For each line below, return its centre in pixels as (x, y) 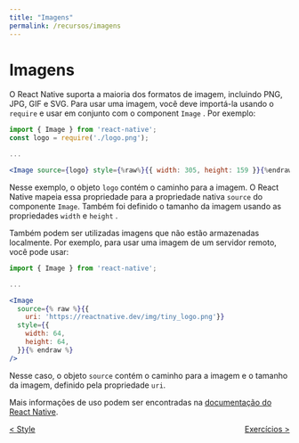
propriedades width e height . (64, 216)
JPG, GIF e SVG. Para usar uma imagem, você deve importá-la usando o (141, 104)
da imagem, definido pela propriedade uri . (88, 385)
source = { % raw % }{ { (53, 308)
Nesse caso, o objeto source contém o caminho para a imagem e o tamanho (149, 375)
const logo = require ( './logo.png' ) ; (79, 138)
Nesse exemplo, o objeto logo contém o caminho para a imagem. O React (144, 187)
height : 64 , (47, 342)
